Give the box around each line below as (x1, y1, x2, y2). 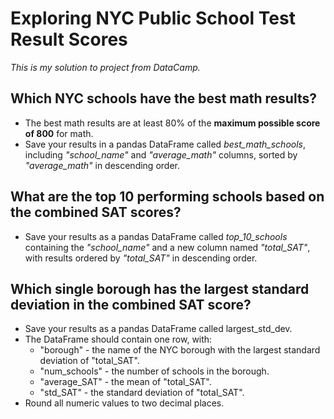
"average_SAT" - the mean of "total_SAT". (39, 376, 212, 388)
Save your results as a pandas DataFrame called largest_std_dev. (24, 323, 293, 335)
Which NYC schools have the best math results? (10, 90, 317, 107)
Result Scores (10, 28, 128, 51)
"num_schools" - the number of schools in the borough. (39, 365, 270, 377)
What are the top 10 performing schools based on (10, 188, 325, 206)
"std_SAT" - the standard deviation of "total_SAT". (39, 387, 245, 399)
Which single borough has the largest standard (10, 280, 310, 297)
